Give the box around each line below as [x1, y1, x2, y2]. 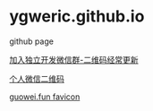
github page [9, 36, 54, 47]
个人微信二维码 [9, 73, 64, 84]
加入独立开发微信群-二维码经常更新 [9, 54, 139, 64]
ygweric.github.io [9, 6, 145, 27]
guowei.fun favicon [9, 91, 81, 102]
